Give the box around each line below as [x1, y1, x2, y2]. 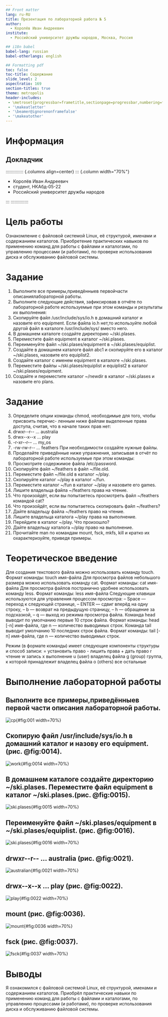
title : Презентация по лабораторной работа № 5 [5, 17, 107, 22]
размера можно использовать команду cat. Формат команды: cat [5, 579, 147, 586]
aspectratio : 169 [5, 81, 42, 87]
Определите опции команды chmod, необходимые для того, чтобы [12, 413, 156, 419]
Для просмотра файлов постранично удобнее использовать [19, 585, 149, 591]
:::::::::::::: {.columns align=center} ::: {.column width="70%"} [5, 169, 130, 174]
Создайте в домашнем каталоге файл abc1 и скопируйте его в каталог [12, 347, 163, 353]
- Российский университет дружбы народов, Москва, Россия [10, 36, 134, 41]
